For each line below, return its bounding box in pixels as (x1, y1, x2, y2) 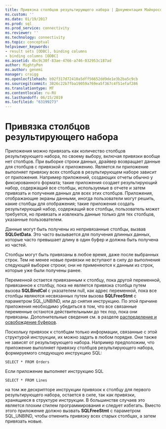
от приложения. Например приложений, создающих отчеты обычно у (5, 174, 153, 180)
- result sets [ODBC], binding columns (5, 49, 87, 54)
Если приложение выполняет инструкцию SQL (5, 368, 104, 374)
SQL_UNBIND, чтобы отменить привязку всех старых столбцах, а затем (5, 413, 156, 419)
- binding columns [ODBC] (5, 53, 58, 59)
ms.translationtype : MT (5, 85, 54, 91)
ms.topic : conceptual (5, 40, 50, 45)
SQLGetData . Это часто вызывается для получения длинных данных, (5, 231, 151, 237)
